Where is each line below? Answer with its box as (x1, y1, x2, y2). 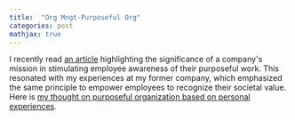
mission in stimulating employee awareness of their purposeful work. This (9, 63, 280, 74)
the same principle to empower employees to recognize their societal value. (9, 82, 287, 93)
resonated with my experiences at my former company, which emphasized (9, 73, 283, 84)
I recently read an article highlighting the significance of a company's (9, 54, 263, 65)
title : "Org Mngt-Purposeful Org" (9, 12, 141, 22)
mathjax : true (9, 29, 62, 38)
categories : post (9, 21, 74, 30)
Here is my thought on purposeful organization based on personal (9, 92, 251, 102)
